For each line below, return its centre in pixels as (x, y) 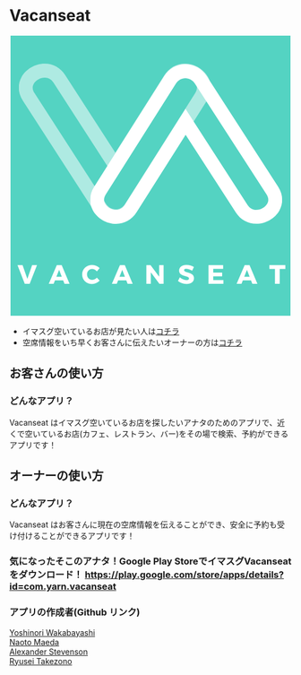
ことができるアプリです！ (87, 536)
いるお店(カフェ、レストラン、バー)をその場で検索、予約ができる (168, 433)
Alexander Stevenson (49, 652)
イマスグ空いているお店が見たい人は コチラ (101, 331)
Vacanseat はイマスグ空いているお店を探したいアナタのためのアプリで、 (143, 422)
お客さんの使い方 (56, 373)
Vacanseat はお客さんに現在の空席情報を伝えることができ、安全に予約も (143, 524)
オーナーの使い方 (56, 476)
